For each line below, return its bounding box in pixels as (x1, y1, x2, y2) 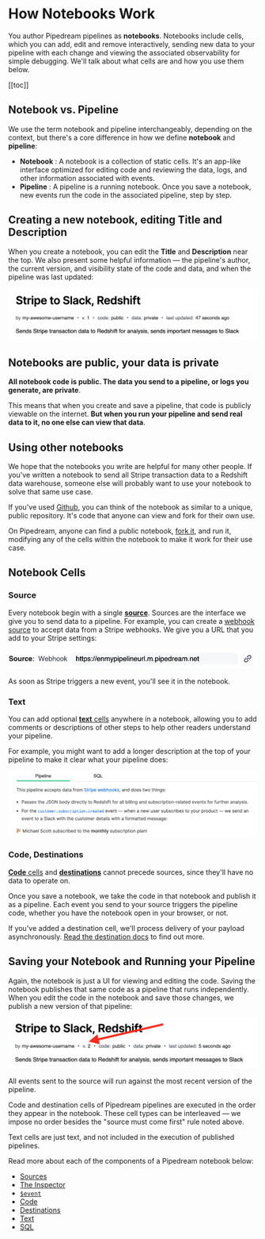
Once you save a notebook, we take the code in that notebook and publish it (8, 891, 256, 901)
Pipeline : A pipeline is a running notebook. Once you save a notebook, (19, 182, 252, 191)
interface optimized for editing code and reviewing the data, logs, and (19, 164, 248, 175)
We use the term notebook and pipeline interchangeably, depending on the (8, 124, 252, 133)
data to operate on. (8, 875, 71, 885)
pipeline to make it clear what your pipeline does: (8, 755, 168, 764)
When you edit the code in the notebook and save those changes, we (8, 993, 235, 1002)
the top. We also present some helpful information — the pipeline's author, (8, 255, 251, 264)
